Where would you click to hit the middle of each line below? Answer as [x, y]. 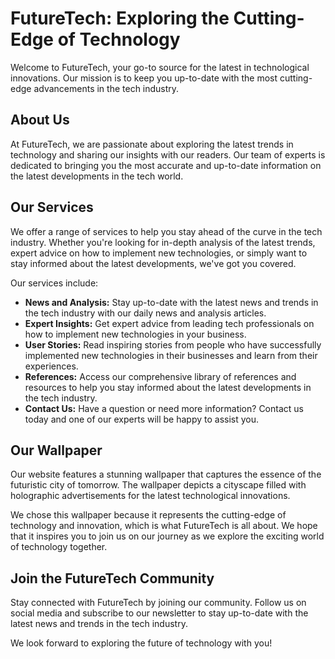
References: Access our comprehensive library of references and [160, 376]
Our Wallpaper [56, 450]
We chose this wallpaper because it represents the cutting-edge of [148, 515]
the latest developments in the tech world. [97, 176]
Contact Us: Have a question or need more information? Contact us [164, 408]
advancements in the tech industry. [106, 88]
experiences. [51, 366]
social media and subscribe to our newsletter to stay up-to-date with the [159, 613]
